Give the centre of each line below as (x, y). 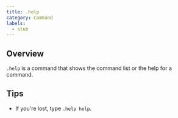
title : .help (23, 12)
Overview (25, 53)
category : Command (30, 18)
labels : (16, 23)
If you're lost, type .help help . (53, 108)
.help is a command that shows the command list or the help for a (89, 68)
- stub (20, 29)
